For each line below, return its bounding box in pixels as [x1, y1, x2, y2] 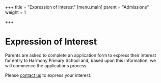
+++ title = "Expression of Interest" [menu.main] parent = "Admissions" [5, 4, 149, 10]
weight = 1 [5, 9, 26, 15]
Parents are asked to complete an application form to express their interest [5, 52, 156, 58]
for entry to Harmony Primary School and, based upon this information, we [5, 57, 156, 63]
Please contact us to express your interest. [5, 72, 92, 78]
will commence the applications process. [5, 62, 88, 68]
